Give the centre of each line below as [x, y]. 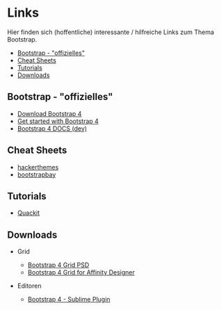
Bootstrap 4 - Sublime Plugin [69, 300]
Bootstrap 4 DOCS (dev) [52, 128]
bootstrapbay [36, 174]
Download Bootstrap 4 [49, 113]
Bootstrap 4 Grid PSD [58, 265]
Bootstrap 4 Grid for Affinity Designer [81, 272]
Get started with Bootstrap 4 [58, 121]
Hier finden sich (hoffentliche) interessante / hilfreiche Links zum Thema [110, 32]
